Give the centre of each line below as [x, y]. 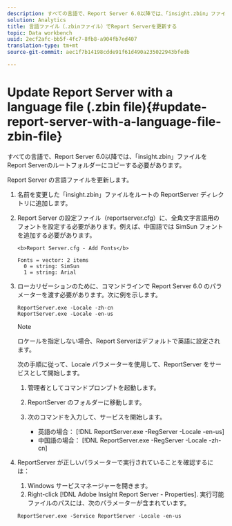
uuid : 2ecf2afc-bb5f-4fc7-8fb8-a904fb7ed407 [72, 39]
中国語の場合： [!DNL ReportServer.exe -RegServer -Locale [122, 440]
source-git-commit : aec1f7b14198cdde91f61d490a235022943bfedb [98, 53]
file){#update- [165, 107]
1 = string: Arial [50, 272]
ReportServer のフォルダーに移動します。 [86, 402]
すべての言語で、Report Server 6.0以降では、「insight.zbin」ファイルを [107, 156]
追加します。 [54, 203]
